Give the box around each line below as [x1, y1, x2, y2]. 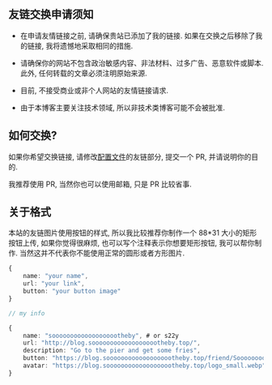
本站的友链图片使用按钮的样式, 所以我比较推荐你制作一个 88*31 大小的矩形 [8, 228, 257, 237]
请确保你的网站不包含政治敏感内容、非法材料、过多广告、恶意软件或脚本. [19, 58, 264, 67]
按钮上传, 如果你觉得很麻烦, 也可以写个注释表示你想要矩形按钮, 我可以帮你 [8, 238, 255, 248]
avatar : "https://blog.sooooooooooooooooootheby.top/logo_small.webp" [23, 361, 266, 370]
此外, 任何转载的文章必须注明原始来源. [19, 68, 147, 78]
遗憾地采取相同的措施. [59, 41, 134, 50]
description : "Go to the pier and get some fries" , [23, 347, 201, 355]
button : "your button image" [23, 287, 121, 296]
